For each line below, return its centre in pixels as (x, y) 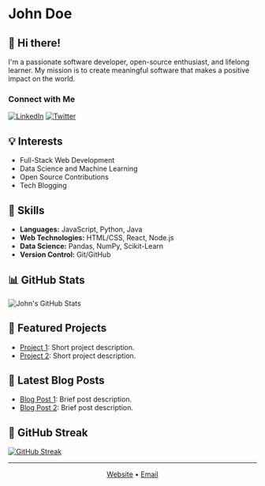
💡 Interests (35, 141)
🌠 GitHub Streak (48, 433)
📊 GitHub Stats (47, 280)
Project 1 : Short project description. (77, 347)
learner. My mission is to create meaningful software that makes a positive (129, 70)
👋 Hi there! (35, 43)
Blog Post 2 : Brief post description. (77, 408)
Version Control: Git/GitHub (65, 254)
